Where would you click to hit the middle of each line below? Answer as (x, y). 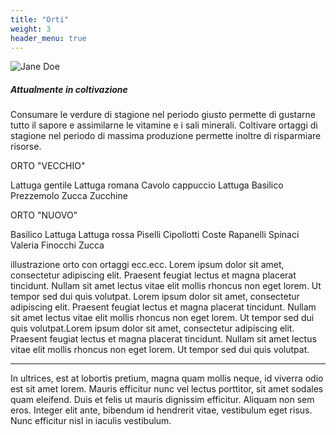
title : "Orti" (40, 19)
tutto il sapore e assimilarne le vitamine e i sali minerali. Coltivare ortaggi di (164, 125)
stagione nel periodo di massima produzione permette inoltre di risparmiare (166, 136)
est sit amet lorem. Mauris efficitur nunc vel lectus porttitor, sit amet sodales (167, 389)
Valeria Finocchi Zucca (57, 245)
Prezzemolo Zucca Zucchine (69, 196)
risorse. (26, 147)
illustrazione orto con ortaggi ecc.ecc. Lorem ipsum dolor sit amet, (147, 265)
